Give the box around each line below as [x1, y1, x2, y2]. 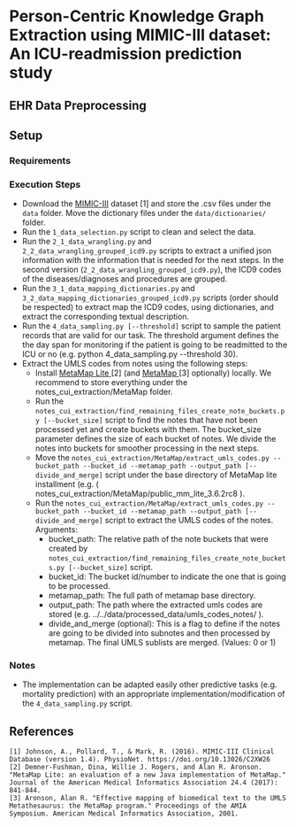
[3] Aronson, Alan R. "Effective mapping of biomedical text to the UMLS [9, 794, 287, 803]
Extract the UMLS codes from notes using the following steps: [21, 359, 248, 369]
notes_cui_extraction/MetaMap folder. [34, 387, 173, 398]
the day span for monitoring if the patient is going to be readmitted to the [21, 339, 288, 351]
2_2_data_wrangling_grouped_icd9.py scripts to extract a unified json [21, 245, 272, 256]
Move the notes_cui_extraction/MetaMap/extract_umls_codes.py [34, 452, 269, 463]
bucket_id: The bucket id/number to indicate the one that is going [48, 571, 287, 582]
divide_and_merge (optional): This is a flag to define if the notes [48, 618, 281, 630]
